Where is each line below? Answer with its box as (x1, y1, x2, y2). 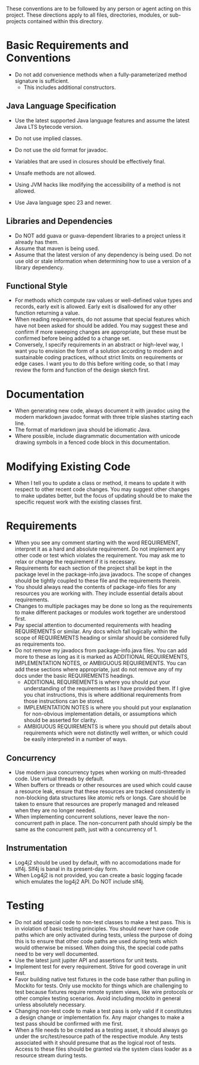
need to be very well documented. (14, 950, 99, 957)
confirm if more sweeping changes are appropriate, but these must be (14, 328, 187, 336)
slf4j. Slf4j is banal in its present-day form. (14, 865, 119, 872)
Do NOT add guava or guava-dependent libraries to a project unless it (14, 232, 186, 239)
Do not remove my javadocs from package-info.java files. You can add (14, 647, 187, 654)
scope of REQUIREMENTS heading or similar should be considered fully (14, 634, 191, 641)
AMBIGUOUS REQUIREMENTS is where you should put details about (23, 723, 191, 730)
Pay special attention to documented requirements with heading (14, 622, 172, 629)
